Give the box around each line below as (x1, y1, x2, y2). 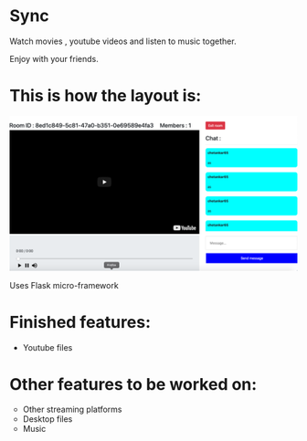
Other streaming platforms (22, 404, 122, 415)
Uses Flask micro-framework (9, 279, 119, 290)
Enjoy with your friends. (9, 53, 99, 64)
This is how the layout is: (9, 86, 202, 106)
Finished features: (9, 311, 151, 332)
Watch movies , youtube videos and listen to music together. (9, 36, 237, 47)
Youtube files (22, 341, 73, 352)
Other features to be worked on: (9, 373, 258, 394)
